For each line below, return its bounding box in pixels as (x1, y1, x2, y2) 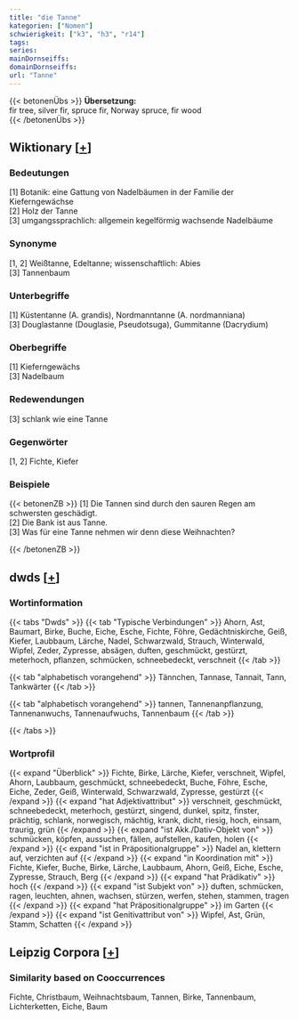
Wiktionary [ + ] (9, 140, 92, 156)
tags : (9, 37, 29, 47)
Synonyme (9, 238, 58, 250)
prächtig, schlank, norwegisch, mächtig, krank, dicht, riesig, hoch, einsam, (9, 815, 282, 826)
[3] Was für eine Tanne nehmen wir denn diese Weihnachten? (9, 527, 236, 538)
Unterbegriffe (9, 289, 69, 302)
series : (9, 46, 38, 55)
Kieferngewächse (9, 197, 74, 207)
